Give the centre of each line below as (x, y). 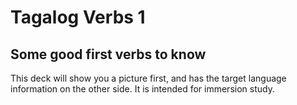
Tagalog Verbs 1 (78, 17)
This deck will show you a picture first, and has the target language (148, 78)
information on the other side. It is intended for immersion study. (142, 89)
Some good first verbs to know (108, 54)
